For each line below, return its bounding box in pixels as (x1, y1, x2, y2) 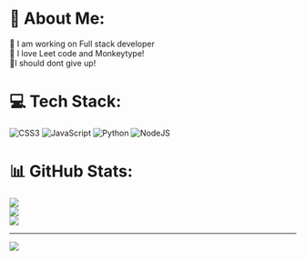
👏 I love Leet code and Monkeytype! (9, 47, 145, 58)
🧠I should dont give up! (9, 57, 97, 68)
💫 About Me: (9, 8, 106, 29)
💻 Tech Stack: (9, 91, 122, 112)
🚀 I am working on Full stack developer (9, 38, 155, 49)
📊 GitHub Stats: (9, 161, 134, 182)
